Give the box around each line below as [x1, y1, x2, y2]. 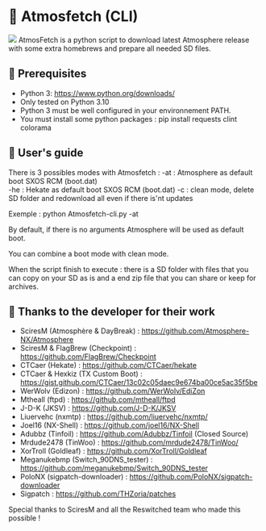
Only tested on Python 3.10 [19, 97, 110, 107]
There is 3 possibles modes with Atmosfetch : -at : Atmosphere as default [8, 167, 253, 177]
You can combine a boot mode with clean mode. [8, 249, 169, 258]
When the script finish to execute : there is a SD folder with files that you [8, 264, 249, 274]
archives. [8, 282, 39, 291]
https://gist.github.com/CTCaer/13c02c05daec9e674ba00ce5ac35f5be [19, 378, 258, 387]
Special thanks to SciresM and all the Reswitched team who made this [8, 504, 241, 515]
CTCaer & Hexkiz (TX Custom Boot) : [19, 369, 143, 378]
